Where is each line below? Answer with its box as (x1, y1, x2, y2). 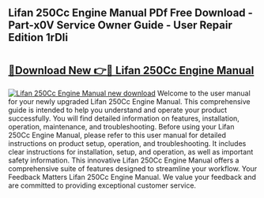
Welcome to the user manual (157, 88, 251, 98)
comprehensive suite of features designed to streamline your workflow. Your (8, 164, 258, 173)
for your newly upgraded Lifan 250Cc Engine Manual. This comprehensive (8, 97, 251, 106)
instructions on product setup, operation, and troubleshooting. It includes (8, 139, 247, 148)
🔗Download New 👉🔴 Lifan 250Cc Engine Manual (8, 63, 255, 77)
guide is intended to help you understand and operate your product (8, 106, 228, 114)
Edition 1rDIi (8, 31, 69, 44)
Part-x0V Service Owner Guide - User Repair (8, 19, 233, 32)
